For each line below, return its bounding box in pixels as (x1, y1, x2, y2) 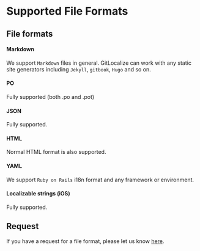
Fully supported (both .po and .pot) (6, 93, 95, 100)
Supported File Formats (6, 4, 128, 18)
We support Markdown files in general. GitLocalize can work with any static (6, 59, 191, 67)
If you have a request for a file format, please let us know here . (6, 237, 165, 245)
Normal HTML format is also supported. (6, 148, 106, 156)
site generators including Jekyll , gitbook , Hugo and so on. (6, 65, 151, 73)
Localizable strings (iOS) (6, 190, 70, 197)
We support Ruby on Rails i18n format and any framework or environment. (6, 176, 194, 183)
